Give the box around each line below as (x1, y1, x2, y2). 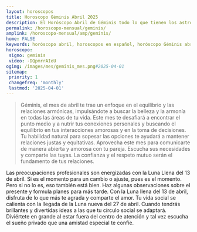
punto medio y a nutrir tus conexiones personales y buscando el (20, 120, 176, 127)
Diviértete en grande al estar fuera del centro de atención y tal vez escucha (6, 213, 189, 220)
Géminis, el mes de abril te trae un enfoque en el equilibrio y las (20, 101, 175, 108)
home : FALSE (6, 36, 35, 42)
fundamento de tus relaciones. (20, 157, 95, 165)
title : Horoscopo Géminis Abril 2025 (6, 14, 98, 20)
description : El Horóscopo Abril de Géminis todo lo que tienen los (6, 19, 177, 25)
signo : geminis (8, 52, 46, 58)
